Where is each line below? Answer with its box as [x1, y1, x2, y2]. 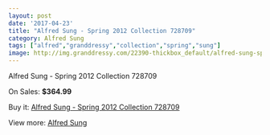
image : [8, 49, 31, 57]
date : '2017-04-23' [8, 19, 74, 27]
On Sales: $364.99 [8, 87, 72, 96]
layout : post [8, 11, 52, 20]
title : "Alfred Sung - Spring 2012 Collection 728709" [8, 27, 196, 35]
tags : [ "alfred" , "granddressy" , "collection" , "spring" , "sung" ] [8, 42, 221, 50]
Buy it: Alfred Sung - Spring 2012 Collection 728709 [8, 102, 180, 112]
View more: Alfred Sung [8, 118, 88, 127]
